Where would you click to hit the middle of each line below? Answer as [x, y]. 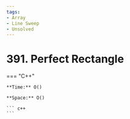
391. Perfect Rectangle [65, 59]
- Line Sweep [23, 23]
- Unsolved [20, 29]
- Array [16, 18]
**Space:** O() [26, 98]
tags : [13, 12]
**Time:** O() [24, 87]
